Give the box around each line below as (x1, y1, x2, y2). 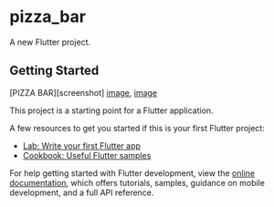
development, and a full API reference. (9, 187, 154, 198)
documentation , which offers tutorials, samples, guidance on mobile (9, 177, 265, 188)
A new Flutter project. (9, 36, 91, 47)
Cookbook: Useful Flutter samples (22, 150, 152, 160)
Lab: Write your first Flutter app (22, 140, 142, 151)
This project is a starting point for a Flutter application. (9, 105, 214, 116)
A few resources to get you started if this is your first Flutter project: (9, 122, 265, 133)
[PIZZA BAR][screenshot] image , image (9, 87, 158, 98)
